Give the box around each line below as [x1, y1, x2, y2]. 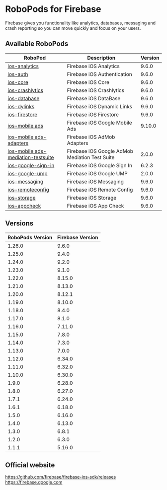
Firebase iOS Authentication [67, 70, 133, 77]
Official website [5, 461, 55, 469]
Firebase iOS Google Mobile [67, 119, 133, 126]
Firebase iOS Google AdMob [67, 147, 133, 154]
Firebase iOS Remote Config [67, 186, 133, 193]
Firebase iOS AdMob [67, 133, 115, 140]
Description [87, 54, 116, 61]
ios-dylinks [7, 103, 35, 110]
